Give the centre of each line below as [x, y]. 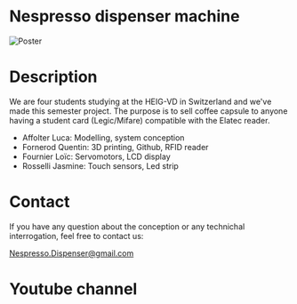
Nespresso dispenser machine [124, 16]
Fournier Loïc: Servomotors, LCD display [96, 156]
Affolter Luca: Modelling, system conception [103, 137]
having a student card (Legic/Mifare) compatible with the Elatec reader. [140, 120]
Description [53, 77]
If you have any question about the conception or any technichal [127, 226]
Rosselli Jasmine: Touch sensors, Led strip [100, 165]
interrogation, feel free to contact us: [76, 236]
